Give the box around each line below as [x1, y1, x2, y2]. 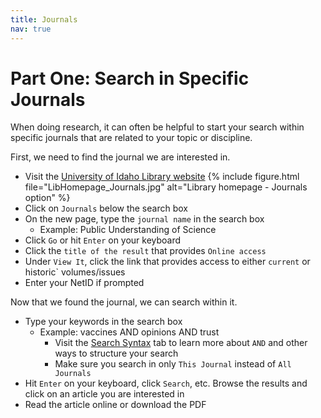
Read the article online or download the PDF [24, 399, 207, 411]
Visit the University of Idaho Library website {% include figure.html [24, 171, 300, 183]
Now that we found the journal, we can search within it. [10, 296, 238, 308]
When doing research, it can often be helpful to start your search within [10, 121, 305, 133]
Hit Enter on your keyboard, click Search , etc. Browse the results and [24, 377, 308, 390]
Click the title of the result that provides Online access [24, 245, 267, 257]
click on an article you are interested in [24, 388, 185, 400]
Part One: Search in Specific [10, 67, 250, 90]
